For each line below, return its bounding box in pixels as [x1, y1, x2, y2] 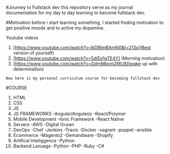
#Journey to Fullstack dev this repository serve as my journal [6, 5, 133, 10]
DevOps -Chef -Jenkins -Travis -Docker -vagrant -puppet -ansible [13, 127, 152, 133]
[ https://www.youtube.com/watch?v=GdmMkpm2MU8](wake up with [13, 61, 158, 66]
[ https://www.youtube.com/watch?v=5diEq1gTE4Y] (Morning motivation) [13, 55, 165, 61]
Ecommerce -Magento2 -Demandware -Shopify [13, 132, 113, 138]
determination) [13, 66, 45, 72]
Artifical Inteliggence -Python [13, 138, 75, 143]
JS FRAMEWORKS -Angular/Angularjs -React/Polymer [13, 111, 126, 117]
